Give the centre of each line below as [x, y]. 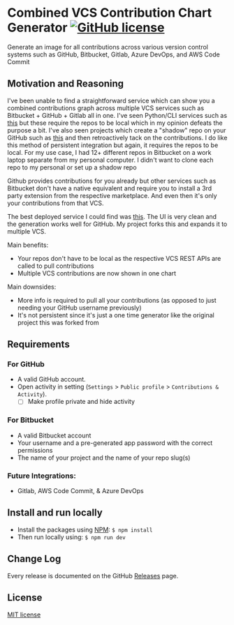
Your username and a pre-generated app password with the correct [115, 443]
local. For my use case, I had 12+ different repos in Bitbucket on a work [109, 152]
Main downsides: [32, 287]
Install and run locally [55, 513]
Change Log [34, 559]
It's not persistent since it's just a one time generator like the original [116, 315]
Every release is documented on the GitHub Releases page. [93, 575]
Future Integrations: [42, 476]
